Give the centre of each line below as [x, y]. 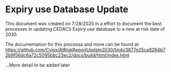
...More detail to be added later [38, 65]
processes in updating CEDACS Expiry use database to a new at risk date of [85, 29]
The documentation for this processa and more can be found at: [73, 44]
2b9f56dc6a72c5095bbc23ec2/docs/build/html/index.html [67, 55]
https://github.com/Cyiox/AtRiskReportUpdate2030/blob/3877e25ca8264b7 [86, 50]
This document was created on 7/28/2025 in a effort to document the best [83, 23]
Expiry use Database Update [67, 9]
